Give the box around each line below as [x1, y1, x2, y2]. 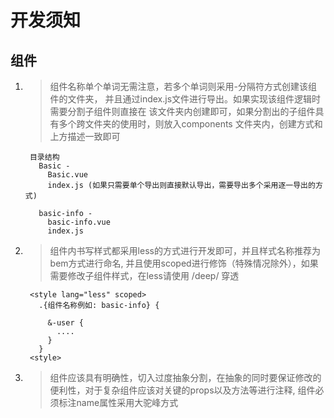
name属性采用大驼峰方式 [76, 397, 179, 408]
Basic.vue [47, 170, 89, 180]
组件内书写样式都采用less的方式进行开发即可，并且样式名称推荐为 [49, 245, 321, 256]
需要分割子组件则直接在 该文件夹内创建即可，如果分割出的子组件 [49, 106, 316, 117]
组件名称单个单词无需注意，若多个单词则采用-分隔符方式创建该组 [49, 81, 318, 92]
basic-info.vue [47, 217, 111, 227]
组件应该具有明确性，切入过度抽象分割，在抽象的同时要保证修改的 [49, 372, 322, 383]
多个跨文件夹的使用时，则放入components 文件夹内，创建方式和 [58, 118, 323, 130]
